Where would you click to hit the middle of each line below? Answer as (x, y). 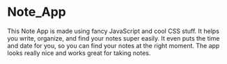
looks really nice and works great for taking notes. (79, 53)
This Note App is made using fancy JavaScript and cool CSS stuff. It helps (113, 31)
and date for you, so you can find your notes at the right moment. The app (113, 45)
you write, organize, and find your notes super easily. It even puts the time (113, 38)
